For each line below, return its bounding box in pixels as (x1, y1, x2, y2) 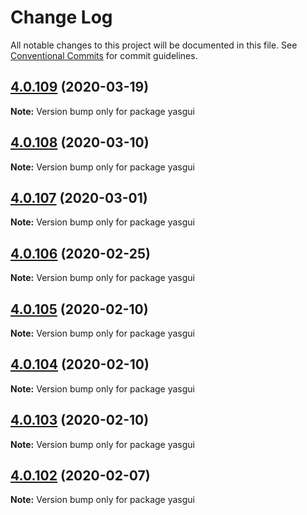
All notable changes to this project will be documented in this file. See (10, 39, 298, 51)
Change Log (10, 6, 113, 29)
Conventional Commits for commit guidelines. (10, 49, 198, 61)
